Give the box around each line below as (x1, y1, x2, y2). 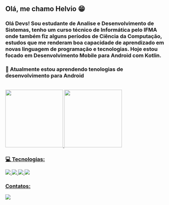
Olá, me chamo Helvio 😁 (5, 5, 86, 13)
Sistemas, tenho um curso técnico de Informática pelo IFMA (5, 26, 157, 33)
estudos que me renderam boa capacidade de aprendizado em (5, 39, 164, 46)
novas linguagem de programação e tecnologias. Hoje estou (5, 46, 158, 53)
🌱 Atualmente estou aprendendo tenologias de (5, 66, 123, 73)
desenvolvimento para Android (5, 72, 84, 79)
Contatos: (5, 182, 31, 190)
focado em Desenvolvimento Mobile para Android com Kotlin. (5, 52, 162, 59)
